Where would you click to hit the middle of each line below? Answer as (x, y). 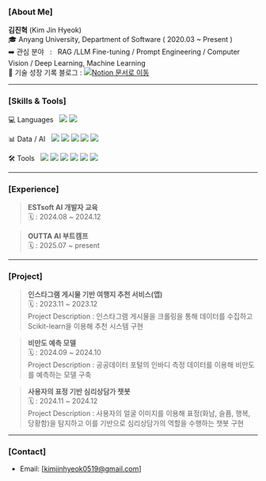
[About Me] (30, 12)
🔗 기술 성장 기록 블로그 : (45, 73)
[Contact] (27, 452)
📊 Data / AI (27, 139)
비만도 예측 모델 (52, 343)
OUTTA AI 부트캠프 (58, 235)
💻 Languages (31, 119)
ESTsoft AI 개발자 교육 (63, 207)
